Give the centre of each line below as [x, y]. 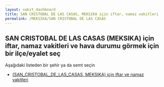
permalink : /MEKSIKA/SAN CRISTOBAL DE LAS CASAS [56, 18]
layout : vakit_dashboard [30, 9]
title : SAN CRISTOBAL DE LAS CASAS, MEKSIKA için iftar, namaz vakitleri [82, 14]
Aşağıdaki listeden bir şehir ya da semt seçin [50, 65]
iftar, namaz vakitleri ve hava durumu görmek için [82, 46]
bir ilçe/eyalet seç [33, 53]
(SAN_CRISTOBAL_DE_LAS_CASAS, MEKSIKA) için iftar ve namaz [78, 75]
